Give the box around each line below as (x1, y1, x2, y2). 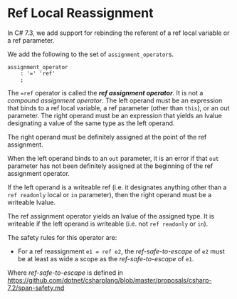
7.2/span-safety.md (7, 283, 65, 292)
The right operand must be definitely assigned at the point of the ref (7, 132, 207, 141)
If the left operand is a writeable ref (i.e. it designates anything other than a (7, 183, 227, 192)
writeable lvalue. (7, 198, 56, 206)
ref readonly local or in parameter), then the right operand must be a (7, 190, 212, 199)
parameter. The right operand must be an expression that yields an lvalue (7, 111, 222, 120)
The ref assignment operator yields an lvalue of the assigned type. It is (7, 211, 215, 220)
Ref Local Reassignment (7, 5, 154, 21)
